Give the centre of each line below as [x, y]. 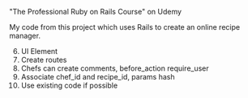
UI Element [39, 51]
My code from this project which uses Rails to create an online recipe [125, 27]
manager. [25, 36]
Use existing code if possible [69, 85]
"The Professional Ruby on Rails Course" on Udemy [95, 12]
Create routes [44, 60]
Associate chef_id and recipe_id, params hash [98, 77]
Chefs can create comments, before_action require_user [115, 68]
